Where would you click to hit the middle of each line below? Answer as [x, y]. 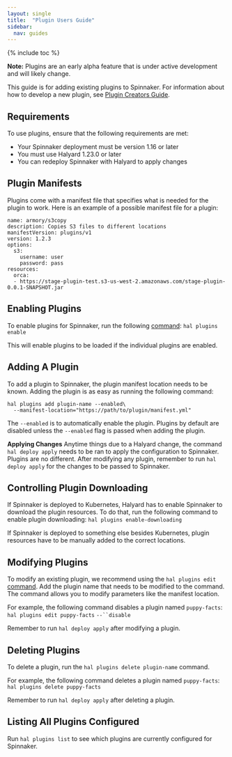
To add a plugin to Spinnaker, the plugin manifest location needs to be [107, 384]
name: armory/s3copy [37, 220]
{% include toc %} [34, 53]
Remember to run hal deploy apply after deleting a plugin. [91, 700]
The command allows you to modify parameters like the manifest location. [113, 594]
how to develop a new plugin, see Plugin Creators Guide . [89, 95]
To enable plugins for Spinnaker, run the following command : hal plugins [113, 325]
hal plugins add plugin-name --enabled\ [67, 404]
